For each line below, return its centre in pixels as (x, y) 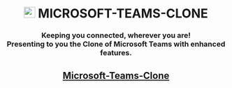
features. (116, 53)
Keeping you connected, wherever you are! (116, 36)
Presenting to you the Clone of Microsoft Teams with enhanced (116, 44)
